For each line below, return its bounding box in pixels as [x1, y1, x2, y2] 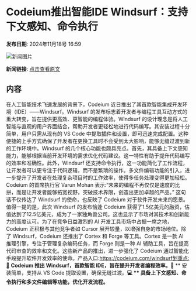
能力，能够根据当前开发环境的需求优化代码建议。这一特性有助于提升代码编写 [6, 152, 190, 159]
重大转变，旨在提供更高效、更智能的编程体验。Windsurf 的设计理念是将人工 [6, 115, 188, 122]
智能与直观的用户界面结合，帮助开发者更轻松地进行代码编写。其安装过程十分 [6, 122, 190, 129]
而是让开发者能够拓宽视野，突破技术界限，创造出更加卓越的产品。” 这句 [16, 189, 187, 196]
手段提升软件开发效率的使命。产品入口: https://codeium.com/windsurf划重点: [6, 254, 190, 261]
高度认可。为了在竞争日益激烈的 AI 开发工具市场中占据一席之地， [16, 218, 173, 225]
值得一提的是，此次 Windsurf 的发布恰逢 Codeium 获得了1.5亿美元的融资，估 [6, 203, 190, 210]
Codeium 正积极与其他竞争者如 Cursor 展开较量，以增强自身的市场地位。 [6, 225, 181, 232]
